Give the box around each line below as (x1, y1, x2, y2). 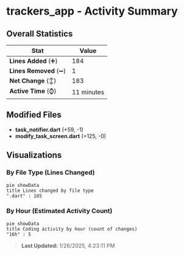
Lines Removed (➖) (9, 67, 66, 75)
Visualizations (6, 150, 62, 161)
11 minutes (71, 88, 105, 96)
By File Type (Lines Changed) (6, 169, 95, 177)
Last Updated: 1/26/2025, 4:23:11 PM (21, 242, 115, 249)
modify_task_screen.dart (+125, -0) (15, 132, 107, 139)
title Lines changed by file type (6, 187, 94, 194)
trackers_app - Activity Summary (6, 4, 178, 18)
